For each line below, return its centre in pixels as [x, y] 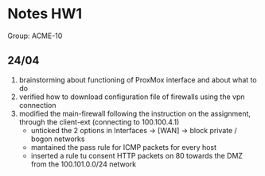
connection [37, 105]
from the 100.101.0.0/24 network [84, 164]
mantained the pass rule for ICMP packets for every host [123, 147]
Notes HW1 [45, 14]
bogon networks [58, 139]
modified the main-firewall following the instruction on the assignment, [135, 113]
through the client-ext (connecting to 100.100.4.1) [99, 122]
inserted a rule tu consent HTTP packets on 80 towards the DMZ [137, 155]
